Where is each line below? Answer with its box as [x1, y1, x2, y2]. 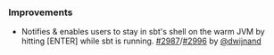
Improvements [8, 6, 73, 19]
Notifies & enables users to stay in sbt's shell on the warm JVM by [21, 27, 265, 37]
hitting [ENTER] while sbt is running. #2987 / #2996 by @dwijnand [21, 35, 262, 46]
